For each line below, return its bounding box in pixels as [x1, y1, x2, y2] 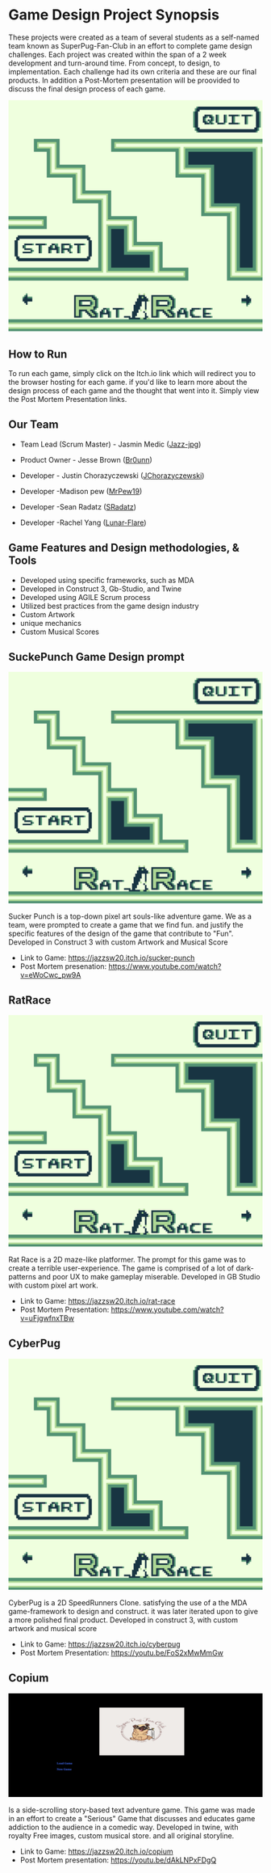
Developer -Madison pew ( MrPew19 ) [19, 486, 143, 496]
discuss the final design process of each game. [8, 83, 166, 94]
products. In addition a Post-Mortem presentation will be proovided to [8, 75, 240, 85]
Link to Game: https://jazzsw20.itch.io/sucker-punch [19, 953, 195, 962]
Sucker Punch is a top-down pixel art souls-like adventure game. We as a [8, 911, 252, 921]
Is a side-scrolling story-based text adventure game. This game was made [8, 1805, 256, 1815]
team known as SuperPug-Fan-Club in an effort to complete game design [8, 40, 252, 50]
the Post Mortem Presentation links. [8, 394, 127, 404]
